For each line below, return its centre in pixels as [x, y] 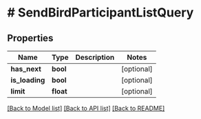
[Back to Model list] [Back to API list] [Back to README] [86, 108]
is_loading [28, 80]
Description [95, 57]
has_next [26, 69]
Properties [30, 38]
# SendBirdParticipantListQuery [100, 13]
